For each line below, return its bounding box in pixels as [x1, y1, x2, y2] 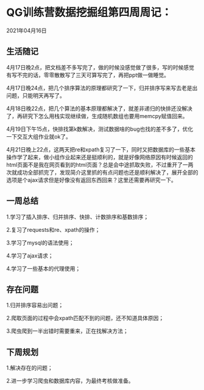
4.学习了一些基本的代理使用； [6, 265, 81, 272]
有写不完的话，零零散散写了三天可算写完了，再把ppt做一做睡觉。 [6, 71, 169, 78]
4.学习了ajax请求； [6, 252, 54, 259]
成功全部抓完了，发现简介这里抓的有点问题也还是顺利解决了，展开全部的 [16, 169, 199, 176]
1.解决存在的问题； [6, 364, 53, 372]
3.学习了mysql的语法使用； [6, 239, 74, 246]
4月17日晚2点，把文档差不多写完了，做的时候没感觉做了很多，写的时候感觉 [6, 63, 195, 71]
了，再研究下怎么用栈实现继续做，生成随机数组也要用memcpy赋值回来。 [6, 112, 188, 119]
